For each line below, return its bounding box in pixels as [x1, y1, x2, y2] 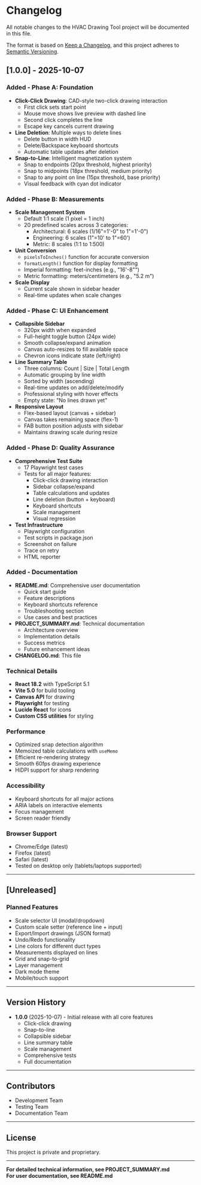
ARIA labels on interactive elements [14, 801, 103, 808]
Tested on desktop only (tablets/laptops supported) [14, 862, 142, 869]
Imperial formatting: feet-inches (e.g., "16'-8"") [23, 265, 139, 273]
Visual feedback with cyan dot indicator [23, 180, 121, 187]
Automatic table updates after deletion [23, 148, 118, 155]
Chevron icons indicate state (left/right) [23, 352, 121, 359]
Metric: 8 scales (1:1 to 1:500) [32, 240, 105, 247]
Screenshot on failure [23, 540, 77, 547]
